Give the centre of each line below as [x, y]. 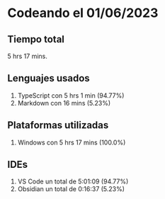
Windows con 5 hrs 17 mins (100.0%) [72, 142]
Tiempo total [36, 39]
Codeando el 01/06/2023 [83, 13]
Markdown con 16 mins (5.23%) [64, 103]
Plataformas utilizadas [58, 125]
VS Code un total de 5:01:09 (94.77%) [73, 181]
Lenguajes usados [49, 78]
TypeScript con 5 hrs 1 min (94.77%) [71, 95]
